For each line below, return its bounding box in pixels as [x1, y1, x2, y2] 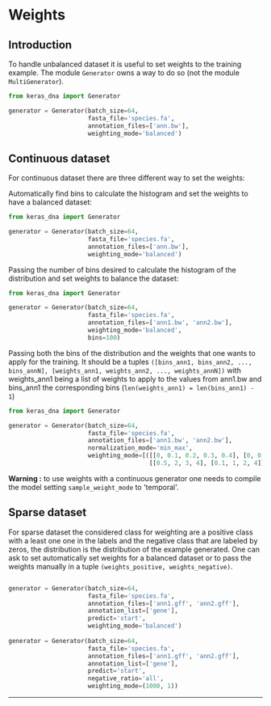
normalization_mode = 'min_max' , [87, 444, 194, 452]
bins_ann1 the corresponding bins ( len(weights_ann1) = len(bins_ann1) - [8, 383, 255, 392]
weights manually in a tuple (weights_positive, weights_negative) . [8, 561, 233, 571]
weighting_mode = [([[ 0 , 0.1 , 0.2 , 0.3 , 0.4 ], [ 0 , [87, 451, 254, 460]
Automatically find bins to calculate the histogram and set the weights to [8, 188, 248, 199]
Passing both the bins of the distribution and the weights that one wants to [8, 348, 256, 357]
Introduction [8, 38, 73, 52]
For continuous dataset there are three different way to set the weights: [8, 173, 245, 183]
